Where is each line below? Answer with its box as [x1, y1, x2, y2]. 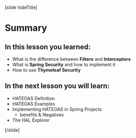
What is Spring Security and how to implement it [12, 61, 116, 67]
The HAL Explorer [12, 117, 50, 123]
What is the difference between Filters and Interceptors [12, 56, 131, 62]
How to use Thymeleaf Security [12, 67, 81, 73]
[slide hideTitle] [5, 5, 37, 10]
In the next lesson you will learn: [5, 82, 110, 90]
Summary [5, 22, 47, 34]
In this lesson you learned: [5, 42, 91, 51]
